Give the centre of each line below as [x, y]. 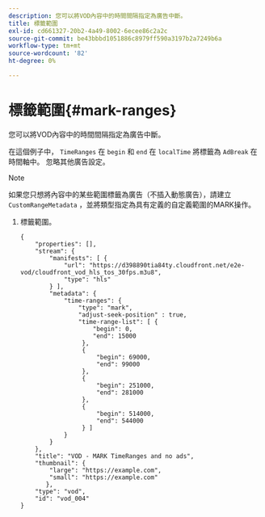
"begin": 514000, [126, 414]
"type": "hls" [87, 280]
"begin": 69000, [124, 357]
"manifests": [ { [78, 258]
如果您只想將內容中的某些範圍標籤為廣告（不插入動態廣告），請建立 [120, 194]
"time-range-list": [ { [118, 322]
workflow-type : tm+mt [45, 46]
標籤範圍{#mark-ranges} [93, 111]
